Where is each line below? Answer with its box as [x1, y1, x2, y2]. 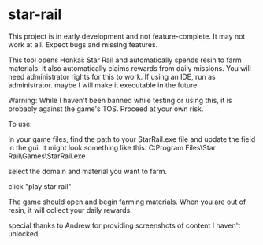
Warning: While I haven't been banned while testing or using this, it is [8, 95, 232, 105]
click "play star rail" [8, 181, 72, 191]
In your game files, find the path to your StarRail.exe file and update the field [8, 134, 256, 143]
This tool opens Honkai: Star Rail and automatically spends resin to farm [8, 55, 242, 65]
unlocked [8, 228, 39, 238]
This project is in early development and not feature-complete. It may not [8, 32, 246, 41]
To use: [8, 119, 33, 128]
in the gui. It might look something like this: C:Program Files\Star [8, 143, 217, 152]
